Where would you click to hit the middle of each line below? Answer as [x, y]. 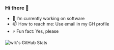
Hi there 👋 [17, 8]
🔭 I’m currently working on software [48, 19]
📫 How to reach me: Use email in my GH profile [61, 24]
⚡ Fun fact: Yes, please [35, 31]
